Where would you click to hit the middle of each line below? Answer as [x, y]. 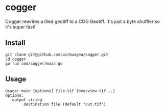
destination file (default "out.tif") [65, 104]
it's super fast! [20, 26]
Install [15, 43]
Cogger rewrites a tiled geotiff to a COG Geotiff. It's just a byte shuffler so [82, 21]
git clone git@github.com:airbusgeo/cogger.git [57, 54]
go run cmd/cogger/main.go [34, 63]
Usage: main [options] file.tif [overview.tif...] [60, 91]
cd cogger [16, 59]
